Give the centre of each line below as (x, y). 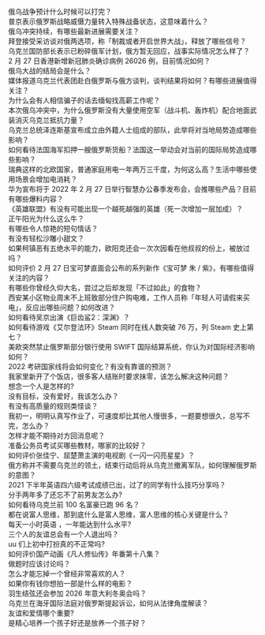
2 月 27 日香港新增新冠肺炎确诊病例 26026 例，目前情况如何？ (109, 61)
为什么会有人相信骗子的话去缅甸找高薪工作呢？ (84, 100)
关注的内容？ (29, 278)
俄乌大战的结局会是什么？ (50, 71)
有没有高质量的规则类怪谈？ (53, 406)
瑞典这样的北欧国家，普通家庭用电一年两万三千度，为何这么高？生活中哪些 (129, 169)
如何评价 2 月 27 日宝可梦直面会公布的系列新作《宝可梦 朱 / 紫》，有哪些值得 (131, 268)
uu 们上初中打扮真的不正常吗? (56, 544)
